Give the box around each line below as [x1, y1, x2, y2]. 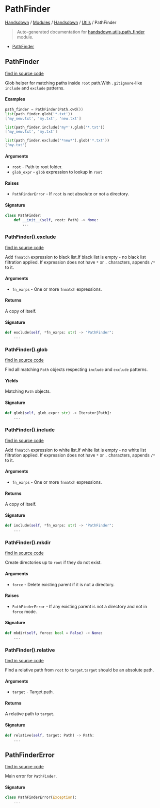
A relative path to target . [5, 711, 55, 717]
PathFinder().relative [5, 647, 55, 653]
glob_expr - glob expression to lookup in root [12, 169, 103, 175]
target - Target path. [12, 689, 54, 695]
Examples [5, 96, 26, 102]
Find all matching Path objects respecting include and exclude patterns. [5, 367, 148, 372]
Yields [5, 378, 18, 384]
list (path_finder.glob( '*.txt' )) [5, 111, 73, 116]
